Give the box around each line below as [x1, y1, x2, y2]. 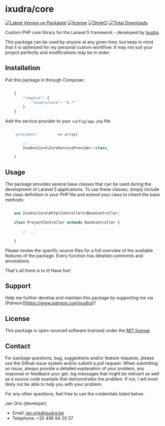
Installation [5, 64, 40, 72]
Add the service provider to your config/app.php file [5, 118, 111, 124]
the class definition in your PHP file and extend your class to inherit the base [5, 192, 160, 198]
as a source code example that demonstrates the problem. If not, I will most [5, 376, 159, 382]
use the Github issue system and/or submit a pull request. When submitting [5, 360, 158, 366]
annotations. [5, 258, 31, 264]
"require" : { [23, 95, 50, 100]
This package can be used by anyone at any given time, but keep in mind [5, 39, 154, 45]
